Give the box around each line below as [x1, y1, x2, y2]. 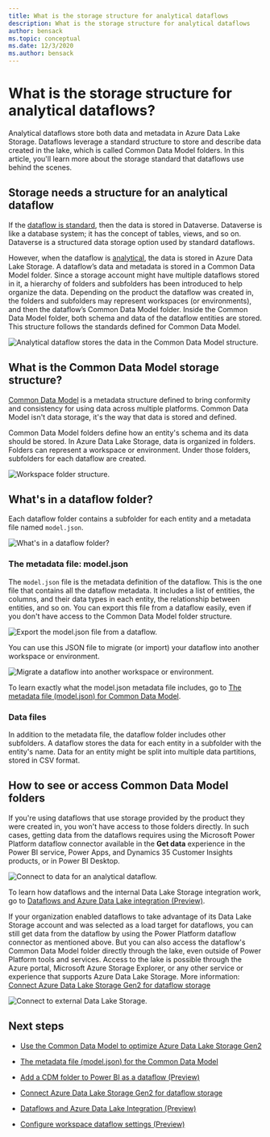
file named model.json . [8, 522, 84, 532]
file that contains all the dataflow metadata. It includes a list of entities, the [8, 585, 255, 595]
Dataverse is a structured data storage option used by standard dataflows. [8, 237, 255, 247]
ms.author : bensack [8, 49, 74, 57]
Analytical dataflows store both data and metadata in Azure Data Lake [8, 128, 240, 137]
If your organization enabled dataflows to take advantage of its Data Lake [8, 911, 252, 921]
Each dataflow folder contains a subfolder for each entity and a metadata [8, 514, 251, 524]
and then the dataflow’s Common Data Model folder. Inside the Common [8, 304, 248, 314]
